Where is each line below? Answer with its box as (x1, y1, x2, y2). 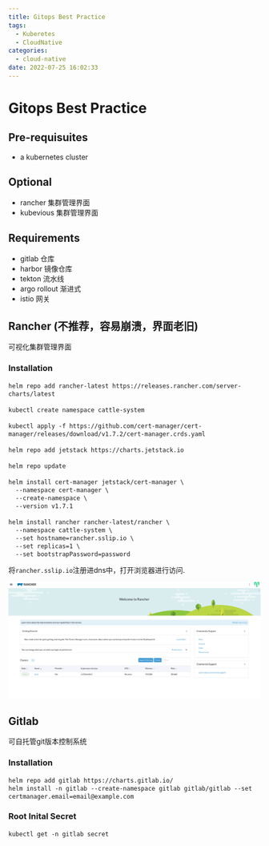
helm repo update (8, 461, 66, 470)
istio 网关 (19, 293, 50, 304)
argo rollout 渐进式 (19, 284, 82, 293)
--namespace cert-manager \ (15, 485, 110, 494)
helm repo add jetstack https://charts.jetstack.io (8, 445, 184, 454)
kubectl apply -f (8, 421, 66, 430)
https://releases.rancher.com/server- (111, 381, 242, 390)
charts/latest (8, 389, 56, 398)
